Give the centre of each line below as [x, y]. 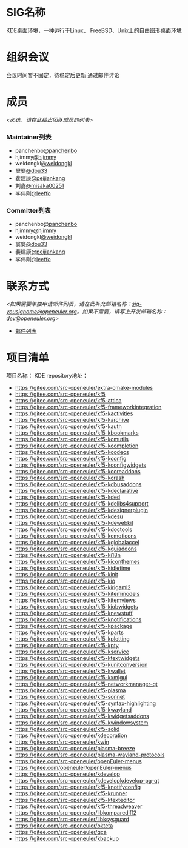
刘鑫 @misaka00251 [39, 186]
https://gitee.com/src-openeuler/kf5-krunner [71, 793]
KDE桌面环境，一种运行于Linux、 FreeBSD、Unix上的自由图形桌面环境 [94, 30]
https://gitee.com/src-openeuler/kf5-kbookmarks [77, 433]
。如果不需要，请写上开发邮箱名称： [122, 312]
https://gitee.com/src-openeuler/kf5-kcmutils [72, 439]
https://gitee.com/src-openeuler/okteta [64, 826]
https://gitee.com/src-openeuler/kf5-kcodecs [72, 452]
